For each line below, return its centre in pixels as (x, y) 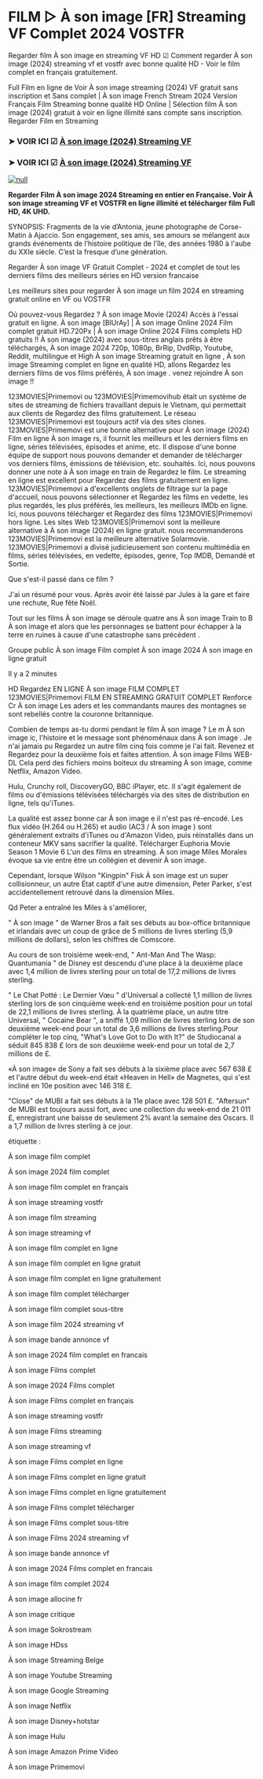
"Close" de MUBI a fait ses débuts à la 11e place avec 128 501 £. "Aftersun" (129, 1101)
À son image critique (42, 1614)
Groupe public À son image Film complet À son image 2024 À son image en (130, 650)
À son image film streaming (52, 1218)
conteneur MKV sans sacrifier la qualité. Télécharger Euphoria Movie (119, 843)
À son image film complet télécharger (69, 1294)
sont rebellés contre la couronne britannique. (81, 714)
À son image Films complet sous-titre (69, 1523)
